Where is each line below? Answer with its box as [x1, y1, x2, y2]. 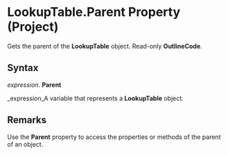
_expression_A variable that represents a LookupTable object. [7, 94, 184, 102]
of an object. [7, 140, 44, 148]
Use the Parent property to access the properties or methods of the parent [7, 133, 221, 141]
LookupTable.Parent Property [7, 4, 181, 20]
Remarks [7, 114, 47, 126]
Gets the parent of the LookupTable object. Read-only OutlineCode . [7, 42, 202, 50]
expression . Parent [7, 81, 62, 89]
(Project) [7, 19, 59, 35]
